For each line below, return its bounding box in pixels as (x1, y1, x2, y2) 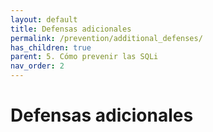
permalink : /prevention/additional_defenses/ (10, 33, 203, 43)
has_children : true (10, 42, 92, 53)
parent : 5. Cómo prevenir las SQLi (10, 52, 159, 62)
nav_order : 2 (10, 61, 65, 71)
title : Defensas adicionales (10, 24, 132, 34)
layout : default (10, 14, 78, 25)
